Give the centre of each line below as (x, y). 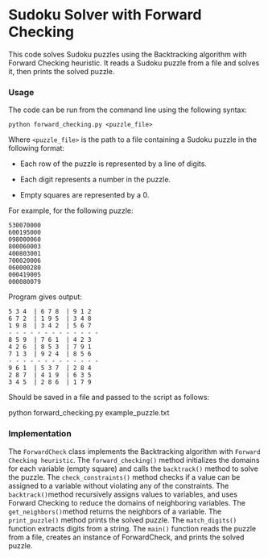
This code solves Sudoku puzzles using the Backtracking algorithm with (128, 54)
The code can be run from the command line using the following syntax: (128, 110)
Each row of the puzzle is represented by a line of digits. (113, 164)
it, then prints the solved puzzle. (62, 71)
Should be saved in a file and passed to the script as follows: (109, 398)
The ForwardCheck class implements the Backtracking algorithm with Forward (134, 451)
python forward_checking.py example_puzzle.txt (89, 413)
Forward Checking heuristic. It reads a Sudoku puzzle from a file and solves (134, 63)
